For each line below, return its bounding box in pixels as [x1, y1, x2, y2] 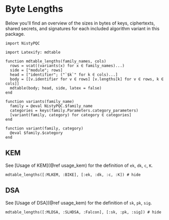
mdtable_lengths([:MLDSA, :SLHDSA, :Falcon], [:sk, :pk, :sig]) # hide [5, 209, 161, 215]
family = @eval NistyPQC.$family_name [10, 103, 93, 108]
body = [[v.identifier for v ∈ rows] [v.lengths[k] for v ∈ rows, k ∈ [10, 76, 164, 82]
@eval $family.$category [10, 130, 63, 136]
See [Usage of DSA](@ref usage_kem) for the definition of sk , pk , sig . [5, 200, 152, 206]
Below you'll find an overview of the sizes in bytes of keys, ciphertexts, [5, 20, 155, 26]
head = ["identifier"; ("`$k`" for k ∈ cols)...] [10, 72, 118, 77]
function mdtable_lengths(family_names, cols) [5, 58, 107, 64]
